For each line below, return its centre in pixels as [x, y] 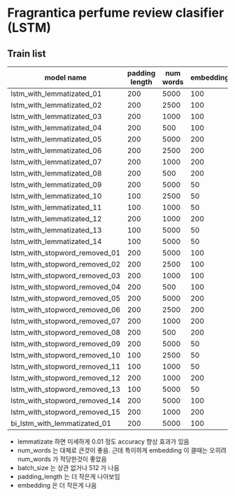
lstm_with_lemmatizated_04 [56, 128]
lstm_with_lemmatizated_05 [56, 139]
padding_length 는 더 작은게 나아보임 [69, 476]
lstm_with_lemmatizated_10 [56, 196]
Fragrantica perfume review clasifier [116, 13]
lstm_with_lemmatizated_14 [56, 241]
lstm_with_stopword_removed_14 [66, 401]
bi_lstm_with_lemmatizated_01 [61, 423]
